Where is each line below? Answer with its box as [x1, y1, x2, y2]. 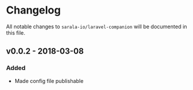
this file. [6, 29, 25, 36]
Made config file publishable [14, 77, 84, 84]
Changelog [6, 4, 61, 17]
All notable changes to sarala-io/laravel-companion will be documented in [6, 23, 188, 30]
